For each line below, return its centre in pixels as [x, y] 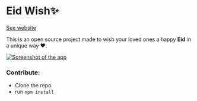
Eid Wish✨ [33, 11]
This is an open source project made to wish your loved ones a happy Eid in [99, 39]
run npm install [34, 92]
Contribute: [23, 72]
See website [21, 27]
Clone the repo [33, 86]
